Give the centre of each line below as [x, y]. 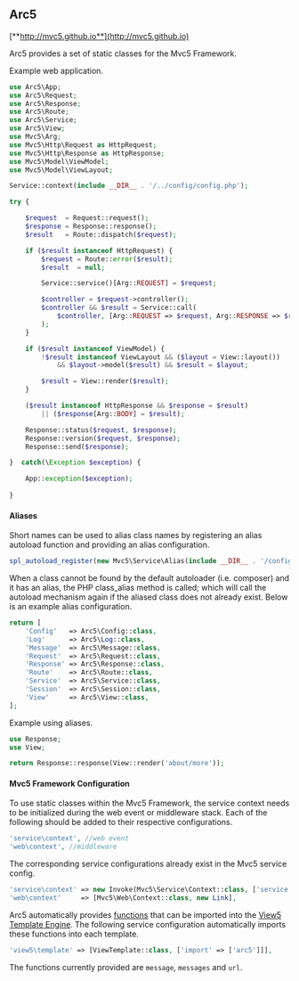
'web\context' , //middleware [63, 847]
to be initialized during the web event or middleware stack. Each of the [138, 813]
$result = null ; [73, 267]
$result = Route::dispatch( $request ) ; [101, 234]
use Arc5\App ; [36, 87]
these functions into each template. [74, 934]
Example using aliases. [51, 723]
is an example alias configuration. [71, 607]
